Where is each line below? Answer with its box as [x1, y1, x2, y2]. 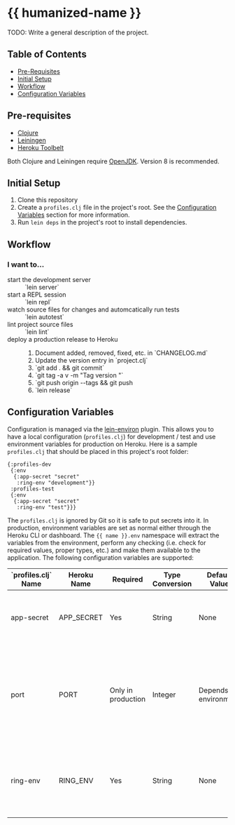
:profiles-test [10, 485, 55, 492]
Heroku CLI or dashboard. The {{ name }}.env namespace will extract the [7, 531, 220, 539]
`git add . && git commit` [34, 363, 105, 373]
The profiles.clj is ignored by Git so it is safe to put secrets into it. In [7, 516, 209, 524]
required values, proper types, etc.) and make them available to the [7, 546, 201, 554]
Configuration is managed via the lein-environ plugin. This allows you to [7, 424, 215, 433]
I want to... [7, 260, 45, 269]
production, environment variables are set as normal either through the [7, 523, 211, 532]
